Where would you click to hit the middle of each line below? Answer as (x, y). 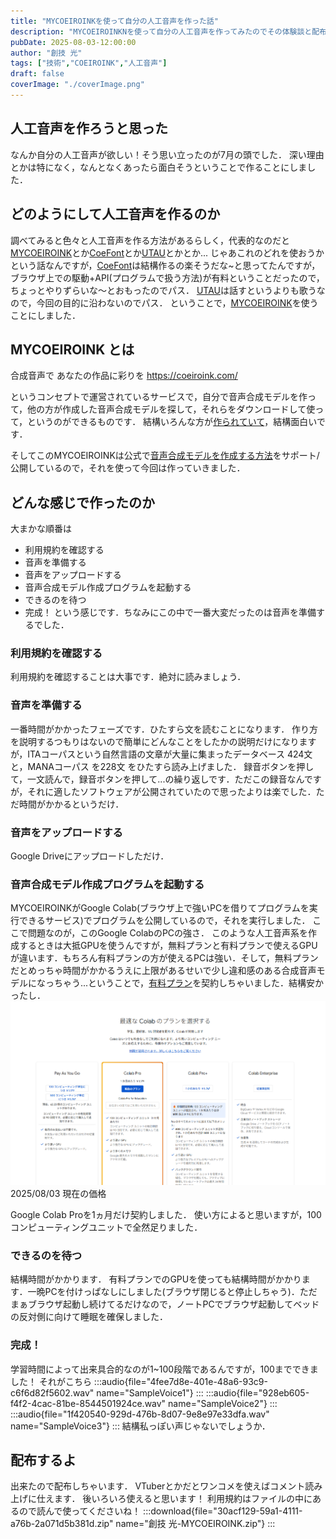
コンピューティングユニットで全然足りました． (106, 1227)
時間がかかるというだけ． (71, 804)
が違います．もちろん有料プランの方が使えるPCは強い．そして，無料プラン (164, 958)
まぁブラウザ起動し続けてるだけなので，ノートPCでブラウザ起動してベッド (165, 1304)
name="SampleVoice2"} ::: (223, 1403)
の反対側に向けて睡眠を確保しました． (89, 1317)
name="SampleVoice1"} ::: (150, 1392)
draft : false (37, 74)
